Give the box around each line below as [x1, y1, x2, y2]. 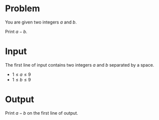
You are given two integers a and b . [5, 19, 77, 25]
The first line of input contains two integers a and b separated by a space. [5, 62, 155, 68]
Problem [5, 3, 40, 14]
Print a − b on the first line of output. [5, 110, 78, 116]
